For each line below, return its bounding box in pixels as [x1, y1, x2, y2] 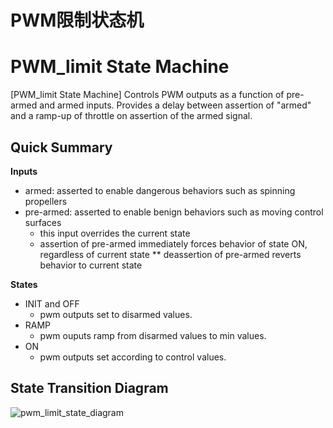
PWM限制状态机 [10, 9, 145, 32]
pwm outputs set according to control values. [39, 351, 227, 363]
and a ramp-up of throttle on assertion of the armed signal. [10, 110, 253, 122]
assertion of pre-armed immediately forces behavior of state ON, [39, 237, 308, 250]
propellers [24, 195, 68, 207]
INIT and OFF [24, 297, 80, 310]
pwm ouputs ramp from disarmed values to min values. [39, 329, 267, 341]
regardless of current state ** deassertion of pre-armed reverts [39, 248, 302, 260]
